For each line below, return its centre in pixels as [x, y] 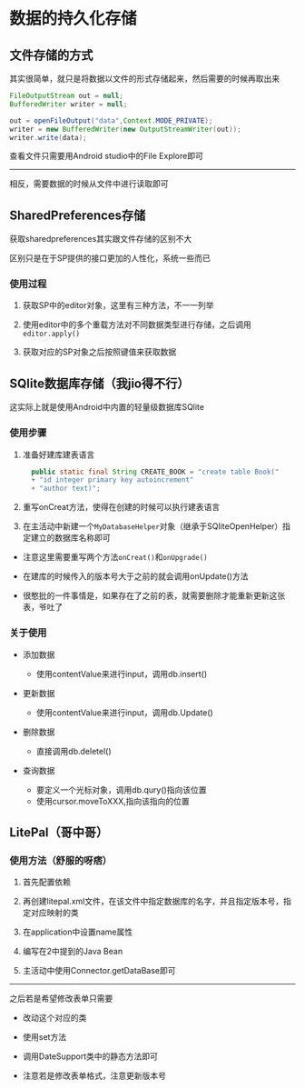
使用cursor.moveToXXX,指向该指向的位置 [113, 801]
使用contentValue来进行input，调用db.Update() [124, 712]
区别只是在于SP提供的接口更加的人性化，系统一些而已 [110, 258]
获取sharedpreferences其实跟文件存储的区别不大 [101, 239]
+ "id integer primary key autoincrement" [113, 480]
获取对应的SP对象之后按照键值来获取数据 [99, 352]
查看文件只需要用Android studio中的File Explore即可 [107, 156]
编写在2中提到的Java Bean [73, 952]
